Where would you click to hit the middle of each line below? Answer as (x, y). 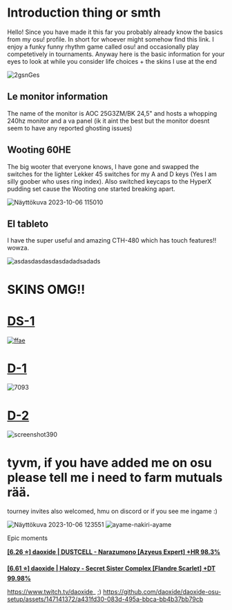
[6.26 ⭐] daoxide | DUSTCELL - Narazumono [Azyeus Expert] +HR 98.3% (114, 552)
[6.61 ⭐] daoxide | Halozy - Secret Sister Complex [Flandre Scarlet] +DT (112, 568)
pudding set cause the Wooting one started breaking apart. (91, 189)
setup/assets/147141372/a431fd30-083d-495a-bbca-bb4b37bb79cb (105, 599)
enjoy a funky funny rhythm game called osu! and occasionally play (103, 46)
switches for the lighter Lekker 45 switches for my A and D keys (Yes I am (112, 174)
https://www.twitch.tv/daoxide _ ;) (55, 592)
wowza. (18, 248)
